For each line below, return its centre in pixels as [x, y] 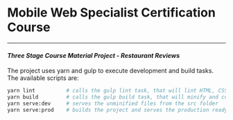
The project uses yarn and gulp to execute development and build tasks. [110, 71]
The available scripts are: [43, 78]
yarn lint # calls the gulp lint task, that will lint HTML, [111, 91]
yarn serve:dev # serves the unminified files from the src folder [113, 103]
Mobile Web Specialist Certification [112, 13]
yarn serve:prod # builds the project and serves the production [108, 110]
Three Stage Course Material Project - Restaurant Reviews [94, 55]
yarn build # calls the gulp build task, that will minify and [113, 97]
